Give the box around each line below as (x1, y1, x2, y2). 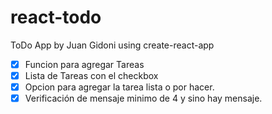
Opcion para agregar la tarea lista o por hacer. (24, 81, 215, 93)
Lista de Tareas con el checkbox (24, 70, 159, 81)
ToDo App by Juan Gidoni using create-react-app (10, 39, 215, 51)
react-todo (10, 6, 102, 29)
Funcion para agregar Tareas (24, 58, 145, 70)
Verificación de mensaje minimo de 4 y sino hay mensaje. (24, 92, 263, 105)
